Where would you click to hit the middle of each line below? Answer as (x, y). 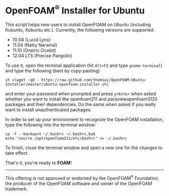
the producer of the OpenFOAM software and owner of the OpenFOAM (79, 183)
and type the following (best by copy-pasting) (53, 71)
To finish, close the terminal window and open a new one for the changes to (84, 148)
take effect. (17, 153)
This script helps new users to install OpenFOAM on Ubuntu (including (78, 25)
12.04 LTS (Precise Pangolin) (42, 56)
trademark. (17, 188)
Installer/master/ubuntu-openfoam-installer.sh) (57, 84)
